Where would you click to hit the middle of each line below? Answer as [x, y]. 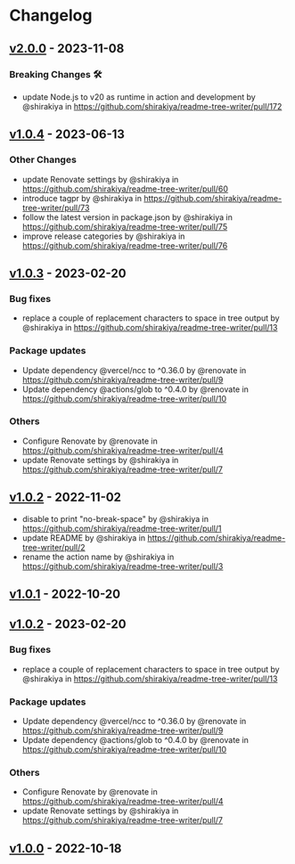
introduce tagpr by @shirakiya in [82, 198]
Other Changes [43, 159]
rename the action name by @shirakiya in [98, 557]
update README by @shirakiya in [83, 538]
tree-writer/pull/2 [54, 547]
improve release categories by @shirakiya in [103, 236]
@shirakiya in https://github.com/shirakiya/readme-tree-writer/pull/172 [152, 106]
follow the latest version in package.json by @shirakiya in [127, 217]
